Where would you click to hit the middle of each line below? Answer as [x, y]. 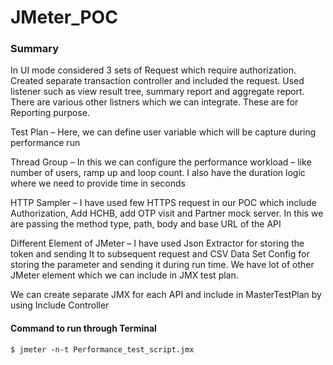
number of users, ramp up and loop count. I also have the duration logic [158, 173]
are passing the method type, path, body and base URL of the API [146, 224]
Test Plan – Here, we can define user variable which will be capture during [163, 132]
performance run [45, 143]
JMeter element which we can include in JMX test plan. [124, 275]
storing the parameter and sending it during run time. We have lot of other [162, 265]
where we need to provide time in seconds [98, 183]
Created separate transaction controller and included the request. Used [157, 81]
